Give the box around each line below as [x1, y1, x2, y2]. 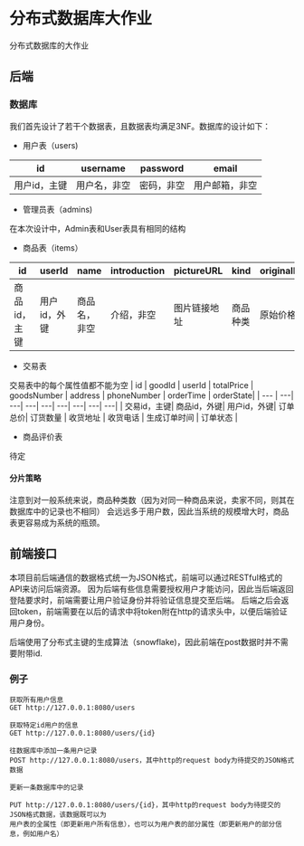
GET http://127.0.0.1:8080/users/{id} [9, 728, 156, 737]
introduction [109, 264, 166, 277]
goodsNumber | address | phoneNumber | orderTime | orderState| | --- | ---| [9, 390, 294, 401]
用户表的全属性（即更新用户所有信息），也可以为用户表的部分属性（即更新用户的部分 [9, 820, 276, 829]
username [81, 162, 126, 175]
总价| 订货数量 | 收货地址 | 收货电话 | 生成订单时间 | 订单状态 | [9, 412, 238, 423]
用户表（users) [22, 139, 79, 150]
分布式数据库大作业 [9, 8, 153, 29]
